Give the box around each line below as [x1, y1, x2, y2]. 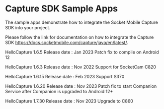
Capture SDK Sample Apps [5, 3, 118, 14]
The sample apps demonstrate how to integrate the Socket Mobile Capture [5, 19, 158, 25]
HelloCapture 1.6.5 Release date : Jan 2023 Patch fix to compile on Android [5, 49, 159, 55]
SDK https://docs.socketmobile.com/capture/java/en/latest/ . [5, 39, 128, 45]
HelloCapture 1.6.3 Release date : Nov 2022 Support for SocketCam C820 [5, 64, 157, 70]
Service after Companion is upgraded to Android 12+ [5, 88, 113, 94]
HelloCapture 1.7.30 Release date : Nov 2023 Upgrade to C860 [5, 98, 133, 104]
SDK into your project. [5, 24, 51, 30]
